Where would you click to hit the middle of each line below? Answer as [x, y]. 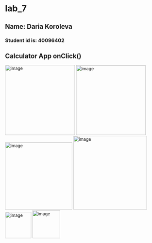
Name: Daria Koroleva [39, 27]
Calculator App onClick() [43, 56]
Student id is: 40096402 [35, 40]
